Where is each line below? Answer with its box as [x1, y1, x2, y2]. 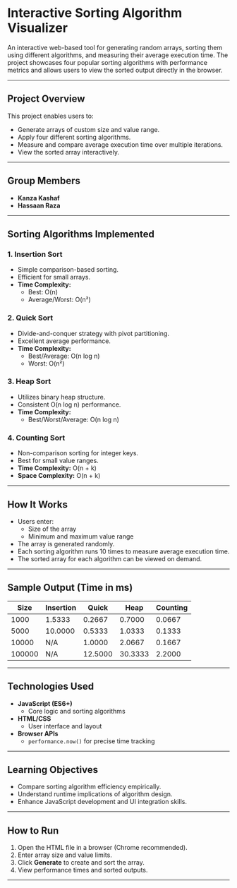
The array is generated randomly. [17, 539, 115, 548]
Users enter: [17, 517, 54, 525]
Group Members [7, 175, 81, 187]
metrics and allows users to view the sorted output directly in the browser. [7, 66, 223, 74]
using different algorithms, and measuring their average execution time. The [7, 51, 229, 59]
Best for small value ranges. [17, 457, 99, 465]
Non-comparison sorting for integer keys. [17, 449, 139, 457]
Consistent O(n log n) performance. [17, 400, 121, 409]
